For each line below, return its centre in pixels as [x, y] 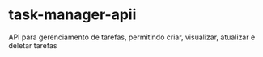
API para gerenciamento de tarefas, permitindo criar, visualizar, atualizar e [132, 37]
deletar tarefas [33, 45]
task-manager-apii [72, 15]
